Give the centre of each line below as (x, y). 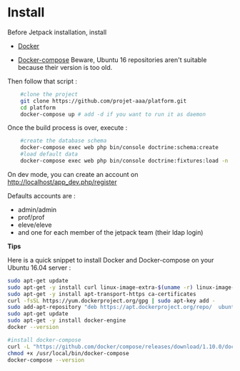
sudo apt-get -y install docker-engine (67, 321)
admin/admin (37, 209)
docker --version (33, 327)
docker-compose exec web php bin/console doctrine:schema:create (120, 148)
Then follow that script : (42, 81)
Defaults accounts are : (42, 195)
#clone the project (49, 94)
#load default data (49, 154)
